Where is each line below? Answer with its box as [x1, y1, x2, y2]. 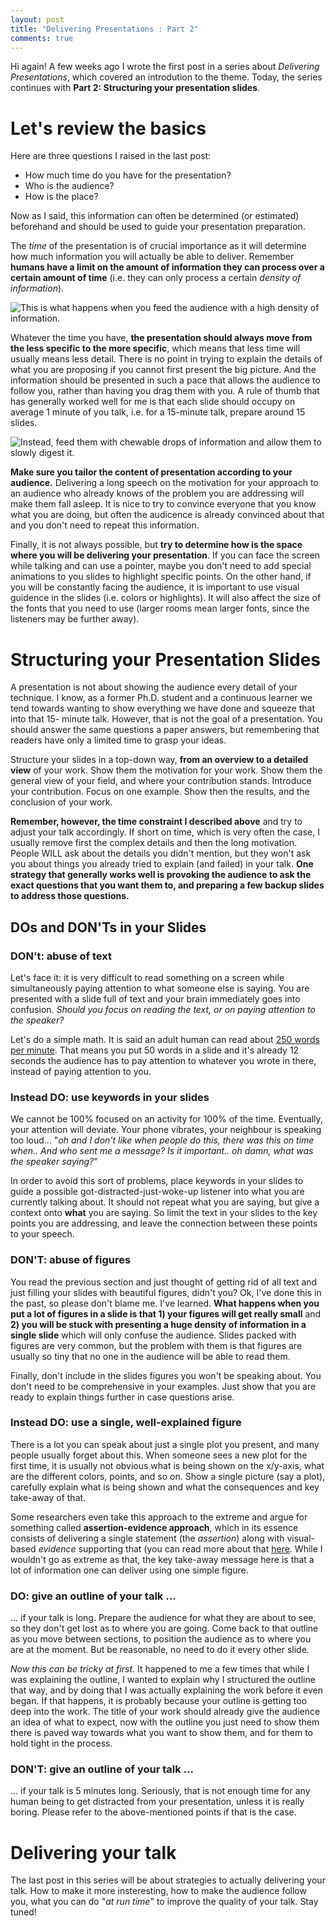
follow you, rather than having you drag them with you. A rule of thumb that [10, 385, 320, 397]
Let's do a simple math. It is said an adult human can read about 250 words [10, 1033, 320, 1045]
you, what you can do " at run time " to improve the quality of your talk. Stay [10, 1896, 319, 1908]
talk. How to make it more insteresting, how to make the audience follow [10, 1885, 307, 1897]
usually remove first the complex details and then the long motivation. [10, 837, 298, 849]
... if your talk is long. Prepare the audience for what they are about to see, [10, 1612, 317, 1624]
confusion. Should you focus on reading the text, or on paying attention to [10, 1003, 316, 1015]
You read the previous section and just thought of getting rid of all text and [10, 1276, 318, 1288]
